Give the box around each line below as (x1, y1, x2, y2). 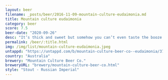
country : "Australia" (5, 53, 50, 59)
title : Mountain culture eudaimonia (5, 16, 81, 21)
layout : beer (5, 7, 32, 12)
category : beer (5, 21, 37, 26)
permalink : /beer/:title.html (5, 40, 68, 45)
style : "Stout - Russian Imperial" (5, 68, 79, 73)
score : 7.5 (5, 26, 28, 31)
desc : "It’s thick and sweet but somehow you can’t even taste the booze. (5, 35, 164, 40)
